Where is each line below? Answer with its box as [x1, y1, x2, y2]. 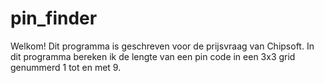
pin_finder [10, 7, 98, 30]
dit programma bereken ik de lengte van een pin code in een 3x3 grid [10, 50, 296, 62]
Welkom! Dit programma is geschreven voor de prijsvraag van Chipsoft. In [10, 40, 315, 52]
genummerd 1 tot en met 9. [10, 61, 122, 73]
